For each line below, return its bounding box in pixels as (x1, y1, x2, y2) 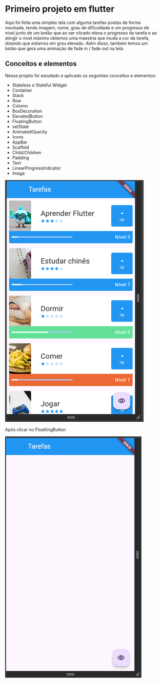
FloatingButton (12, 118, 42, 124)
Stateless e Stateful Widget (12, 82, 67, 88)
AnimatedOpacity (12, 128, 47, 135)
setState (12, 124, 29, 129)
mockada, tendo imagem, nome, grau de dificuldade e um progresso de (5, 24, 150, 30)
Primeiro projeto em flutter (5, 3, 115, 15)
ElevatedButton (12, 113, 43, 119)
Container (12, 87, 33, 93)
